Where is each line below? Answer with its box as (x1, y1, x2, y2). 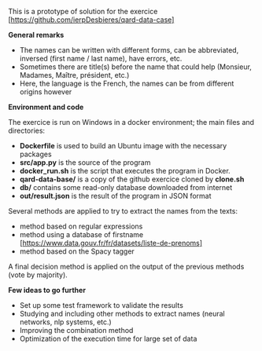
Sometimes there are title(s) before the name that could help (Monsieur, (19, 62, 252, 71)
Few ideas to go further (8, 286, 87, 294)
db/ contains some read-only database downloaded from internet (19, 183, 233, 192)
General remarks (8, 31, 65, 39)
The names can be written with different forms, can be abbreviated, (19, 46, 239, 54)
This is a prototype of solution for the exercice (8, 7, 158, 16)
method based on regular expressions (19, 221, 143, 231)
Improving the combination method (19, 326, 134, 335)
